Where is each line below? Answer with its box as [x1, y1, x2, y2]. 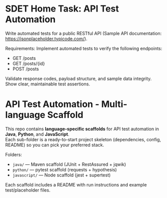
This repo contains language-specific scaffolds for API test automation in [5, 126, 159, 132]
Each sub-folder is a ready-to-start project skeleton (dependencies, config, [5, 136, 161, 142]
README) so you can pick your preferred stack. [5, 142, 105, 148]
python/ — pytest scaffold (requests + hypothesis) [12, 166, 117, 172]
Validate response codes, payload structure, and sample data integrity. [5, 75, 152, 81]
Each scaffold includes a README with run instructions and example [5, 181, 147, 187]
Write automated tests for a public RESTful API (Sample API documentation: [5, 30, 162, 36]
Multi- [101, 98, 127, 110]
